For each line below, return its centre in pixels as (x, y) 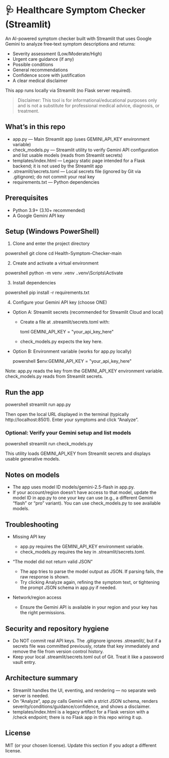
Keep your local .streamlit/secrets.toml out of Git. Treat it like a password (88, 657)
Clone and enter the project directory (51, 243)
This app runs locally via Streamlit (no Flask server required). (69, 90)
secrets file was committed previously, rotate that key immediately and (86, 646)
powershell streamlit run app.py (38, 405)
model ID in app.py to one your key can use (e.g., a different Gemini (83, 498)
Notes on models (32, 475)
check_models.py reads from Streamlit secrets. (54, 376)
